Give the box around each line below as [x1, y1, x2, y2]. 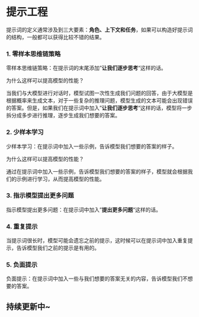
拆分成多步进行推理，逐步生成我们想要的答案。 [6, 112, 120, 119]
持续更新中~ [6, 302, 51, 312]
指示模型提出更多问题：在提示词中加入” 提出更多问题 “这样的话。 [6, 206, 162, 213]
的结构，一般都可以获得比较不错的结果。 [6, 33, 105, 40]
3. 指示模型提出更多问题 [6, 191, 74, 200]
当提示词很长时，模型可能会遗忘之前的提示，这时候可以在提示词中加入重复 [6, 237, 188, 244]
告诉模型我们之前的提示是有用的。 [16, 244, 99, 252]
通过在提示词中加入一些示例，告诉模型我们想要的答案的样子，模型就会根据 [6, 168, 188, 175]
